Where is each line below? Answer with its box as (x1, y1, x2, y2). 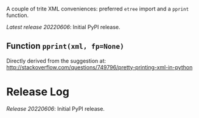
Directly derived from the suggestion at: (6, 57, 106, 64)
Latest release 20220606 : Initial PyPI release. (6, 24, 120, 30)
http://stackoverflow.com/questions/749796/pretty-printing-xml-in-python (6, 63, 193, 71)
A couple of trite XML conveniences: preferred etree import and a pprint (6, 5, 189, 12)
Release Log (6, 85, 70, 99)
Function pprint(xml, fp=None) (6, 41, 125, 51)
